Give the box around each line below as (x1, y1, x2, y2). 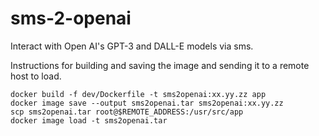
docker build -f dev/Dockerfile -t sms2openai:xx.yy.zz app (10, 89, 267, 99)
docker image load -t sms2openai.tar (10, 115, 168, 126)
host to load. (10, 70, 62, 82)
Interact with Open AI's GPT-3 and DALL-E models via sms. (10, 40, 254, 52)
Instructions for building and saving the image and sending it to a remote (10, 59, 310, 71)
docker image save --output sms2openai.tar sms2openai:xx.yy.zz (10, 98, 284, 108)
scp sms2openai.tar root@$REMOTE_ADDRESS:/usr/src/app (10, 107, 244, 117)
